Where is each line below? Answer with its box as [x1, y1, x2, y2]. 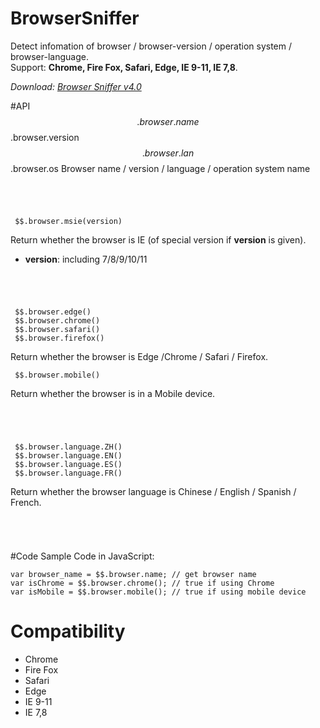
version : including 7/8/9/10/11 [24, 253, 148, 266]
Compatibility [10, 620, 126, 642]
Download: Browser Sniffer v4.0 [10, 80, 142, 92]
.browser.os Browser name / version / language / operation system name [10, 162, 311, 174]
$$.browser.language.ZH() [14, 442, 123, 452]
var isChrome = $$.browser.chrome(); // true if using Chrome [10, 578, 275, 588]
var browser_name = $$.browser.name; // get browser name [10, 569, 257, 579]
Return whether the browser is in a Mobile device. [10, 388, 216, 400]
